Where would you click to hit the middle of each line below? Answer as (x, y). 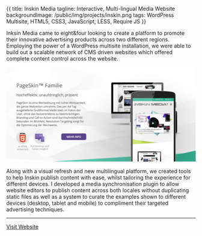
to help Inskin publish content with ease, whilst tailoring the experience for (98, 177)
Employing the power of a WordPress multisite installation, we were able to (99, 46)
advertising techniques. (35, 209)
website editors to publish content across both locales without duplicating (98, 190)
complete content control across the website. (62, 59)
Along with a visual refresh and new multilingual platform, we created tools (99, 171)
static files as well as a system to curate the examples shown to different (96, 197)
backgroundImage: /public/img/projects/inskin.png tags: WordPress (90, 15)
